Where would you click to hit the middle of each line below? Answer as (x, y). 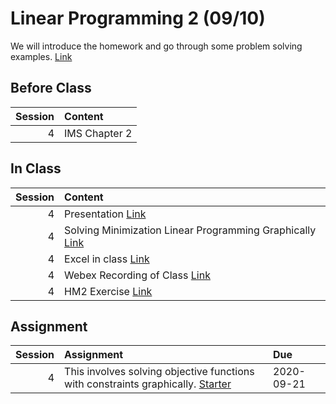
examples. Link (41, 56)
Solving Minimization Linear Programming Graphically (190, 230)
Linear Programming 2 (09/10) (138, 18)
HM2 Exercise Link (108, 291)
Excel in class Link (107, 259)
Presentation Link (105, 214)
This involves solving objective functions (159, 372)
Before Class (51, 88)
